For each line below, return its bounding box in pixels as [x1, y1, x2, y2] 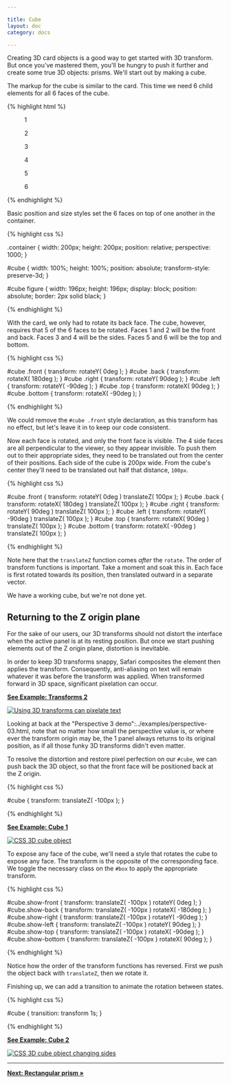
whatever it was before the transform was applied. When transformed [7, 673, 205, 681]
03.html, [7, 727, 31, 735]
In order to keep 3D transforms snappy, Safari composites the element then [7, 657, 221, 666]
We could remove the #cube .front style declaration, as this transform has [7, 416, 218, 425]
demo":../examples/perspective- [115, 719, 208, 728]
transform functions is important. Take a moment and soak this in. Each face [7, 563, 223, 572]
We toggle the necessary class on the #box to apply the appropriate [7, 864, 198, 872]
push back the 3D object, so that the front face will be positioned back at [7, 762, 214, 770]
